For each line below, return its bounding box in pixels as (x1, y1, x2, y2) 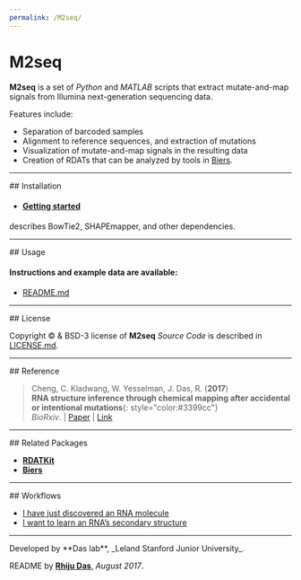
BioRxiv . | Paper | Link (30, 411, 113, 422)
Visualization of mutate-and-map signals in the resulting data (21, 145, 248, 155)
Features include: (9, 109, 73, 119)
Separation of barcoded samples (21, 126, 144, 136)
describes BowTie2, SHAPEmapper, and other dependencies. (9, 221, 236, 232)
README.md (21, 286, 70, 297)
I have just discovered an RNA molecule (21, 507, 169, 518)
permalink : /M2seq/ (9, 13, 82, 22)
